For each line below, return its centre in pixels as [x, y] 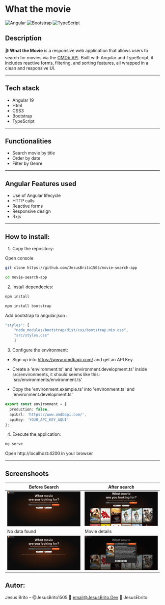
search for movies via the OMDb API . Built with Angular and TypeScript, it [79, 57]
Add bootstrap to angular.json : [36, 315]
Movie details [98, 531]
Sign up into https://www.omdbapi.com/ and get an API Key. [73, 359]
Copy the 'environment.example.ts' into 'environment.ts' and [73, 389]
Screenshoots [27, 473]
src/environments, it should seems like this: [56, 374]
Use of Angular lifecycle [37, 195]
